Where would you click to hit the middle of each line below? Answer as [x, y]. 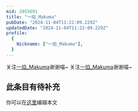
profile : [17, 33]
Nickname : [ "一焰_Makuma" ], [50, 44]
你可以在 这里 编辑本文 [32, 102]
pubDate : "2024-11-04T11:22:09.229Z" [52, 22]
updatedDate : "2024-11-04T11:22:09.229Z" [57, 28]
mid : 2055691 [22, 11]
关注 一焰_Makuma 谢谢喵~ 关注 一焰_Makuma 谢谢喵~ [69, 67]
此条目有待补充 [33, 87]
